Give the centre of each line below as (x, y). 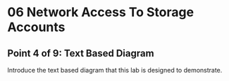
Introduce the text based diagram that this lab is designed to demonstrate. (115, 70)
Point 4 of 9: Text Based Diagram (81, 53)
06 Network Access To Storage (101, 12)
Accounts (36, 27)
